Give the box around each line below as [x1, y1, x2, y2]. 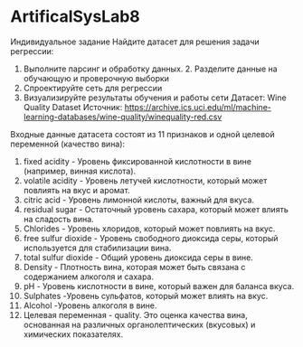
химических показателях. [23, 328, 124, 340]
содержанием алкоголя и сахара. [23, 271, 155, 282]
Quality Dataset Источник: [23, 101, 123, 112]
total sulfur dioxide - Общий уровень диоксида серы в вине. [23, 251, 254, 263]
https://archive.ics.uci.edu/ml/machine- [124, 101, 272, 112]
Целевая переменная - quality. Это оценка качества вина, [23, 309, 248, 320]
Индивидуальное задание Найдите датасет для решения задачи [10, 36, 260, 47]
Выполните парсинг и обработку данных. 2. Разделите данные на [23, 63, 279, 74]
